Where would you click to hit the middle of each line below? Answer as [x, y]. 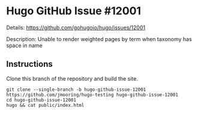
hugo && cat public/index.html [45, 105]
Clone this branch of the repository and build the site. [72, 78]
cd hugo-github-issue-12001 [41, 100]
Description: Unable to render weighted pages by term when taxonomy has [99, 39]
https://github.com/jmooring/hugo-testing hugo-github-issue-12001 [92, 95]
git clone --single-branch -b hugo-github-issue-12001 [76, 90]
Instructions [29, 64]
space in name [25, 45]
